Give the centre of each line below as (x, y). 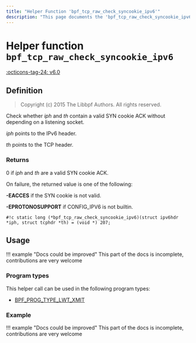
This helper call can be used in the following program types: (78, 288)
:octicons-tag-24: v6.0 (33, 72)
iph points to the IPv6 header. (41, 134)
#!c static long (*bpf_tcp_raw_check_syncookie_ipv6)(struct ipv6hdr (92, 217)
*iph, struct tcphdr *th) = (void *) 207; (58, 223)
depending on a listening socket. (45, 122)
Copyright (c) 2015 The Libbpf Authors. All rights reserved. (91, 105)
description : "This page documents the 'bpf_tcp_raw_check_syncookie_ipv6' (100, 17)
